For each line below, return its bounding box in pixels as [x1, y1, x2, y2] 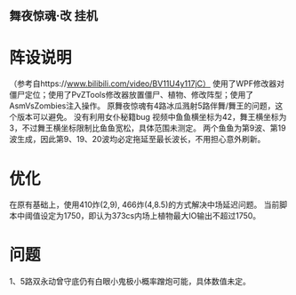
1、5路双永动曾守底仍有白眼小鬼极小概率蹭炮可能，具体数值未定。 [9, 276, 251, 287]
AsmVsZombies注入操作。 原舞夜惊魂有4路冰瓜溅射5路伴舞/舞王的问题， [9, 100, 276, 111]
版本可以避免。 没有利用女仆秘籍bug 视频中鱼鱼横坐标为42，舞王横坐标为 [16, 112, 287, 123]
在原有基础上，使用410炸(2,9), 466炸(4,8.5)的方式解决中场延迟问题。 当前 [9, 199, 280, 211]
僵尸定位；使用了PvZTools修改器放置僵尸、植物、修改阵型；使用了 [9, 90, 254, 100]
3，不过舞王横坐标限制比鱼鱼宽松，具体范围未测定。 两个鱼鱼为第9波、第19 [9, 123, 286, 133]
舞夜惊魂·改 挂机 [9, 8, 98, 24]
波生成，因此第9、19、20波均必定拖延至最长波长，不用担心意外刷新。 [9, 134, 266, 145]
